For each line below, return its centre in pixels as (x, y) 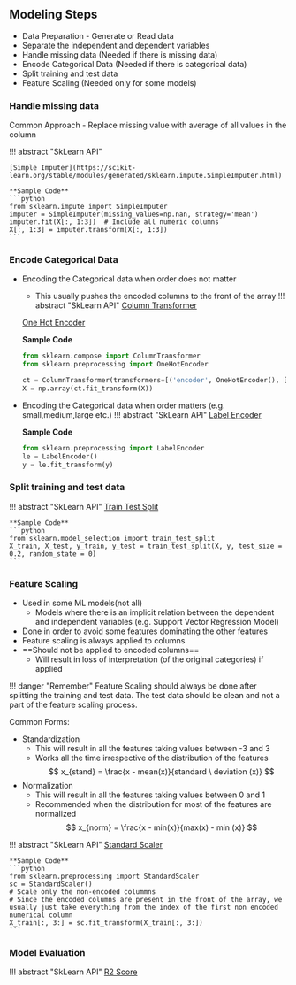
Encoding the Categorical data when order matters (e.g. (123, 405)
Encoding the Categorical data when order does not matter (129, 279)
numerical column (41, 915)
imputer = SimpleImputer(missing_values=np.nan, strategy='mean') (134, 215)
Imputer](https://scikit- (89, 168)
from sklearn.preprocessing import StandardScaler (104, 877)
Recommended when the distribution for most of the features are (153, 804)
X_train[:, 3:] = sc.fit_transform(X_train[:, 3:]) (106, 923)
